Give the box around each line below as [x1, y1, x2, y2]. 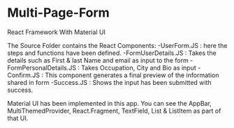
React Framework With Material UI [7, 28, 106, 36]
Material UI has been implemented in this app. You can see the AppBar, [7, 99, 212, 107]
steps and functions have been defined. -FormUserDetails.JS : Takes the [7, 49, 217, 57]
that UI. [7, 113, 29, 122]
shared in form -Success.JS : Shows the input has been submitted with [7, 78, 212, 86]
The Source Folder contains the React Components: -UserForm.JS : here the [7, 41, 228, 49]
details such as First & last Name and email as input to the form [7, 56, 189, 64]
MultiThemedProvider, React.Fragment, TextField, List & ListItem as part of [7, 106, 221, 115]
